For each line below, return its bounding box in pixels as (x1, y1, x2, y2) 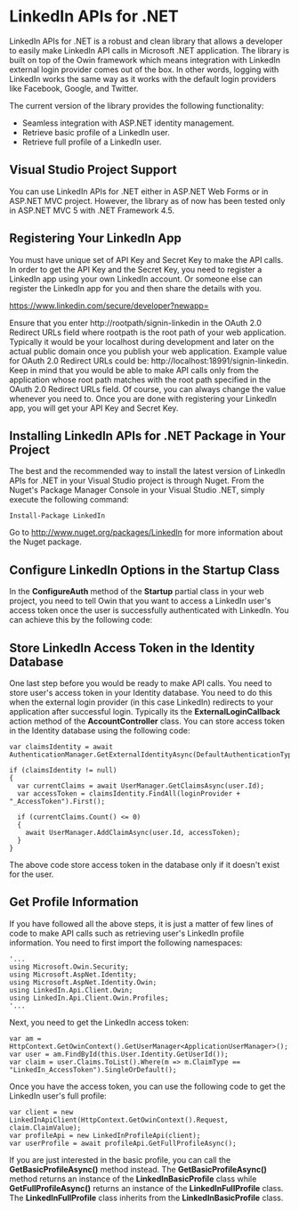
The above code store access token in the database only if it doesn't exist (9, 860, 280, 870)
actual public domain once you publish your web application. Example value (9, 346, 287, 356)
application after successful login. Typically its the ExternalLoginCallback (9, 707, 280, 716)
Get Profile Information (9, 895, 140, 910)
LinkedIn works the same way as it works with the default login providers (9, 73, 277, 84)
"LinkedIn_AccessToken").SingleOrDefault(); (9, 1065, 177, 1075)
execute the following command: (9, 495, 129, 505)
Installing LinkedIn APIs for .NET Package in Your (9, 428, 287, 443)
